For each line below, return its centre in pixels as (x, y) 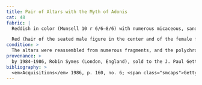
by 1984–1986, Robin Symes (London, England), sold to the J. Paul (98, 61)
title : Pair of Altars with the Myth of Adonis (67, 12)
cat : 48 (16, 17)
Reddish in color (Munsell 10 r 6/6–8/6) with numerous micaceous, (98, 28)
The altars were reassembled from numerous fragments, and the (92, 51)
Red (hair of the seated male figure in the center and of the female (102, 40)
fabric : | (19, 23)
